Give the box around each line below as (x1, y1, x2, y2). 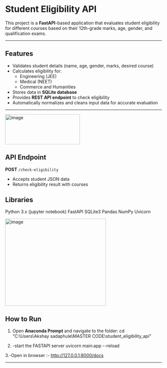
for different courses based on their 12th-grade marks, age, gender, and (5, 25, 153, 31)
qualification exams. (5, 30, 46, 36)
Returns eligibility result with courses (12, 181, 88, 187)
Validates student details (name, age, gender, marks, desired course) (12, 63, 154, 69)
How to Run (5, 314, 42, 323)
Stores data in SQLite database (12, 89, 77, 95)
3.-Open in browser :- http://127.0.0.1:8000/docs (5, 353, 104, 359)
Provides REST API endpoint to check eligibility (12, 94, 110, 100)
